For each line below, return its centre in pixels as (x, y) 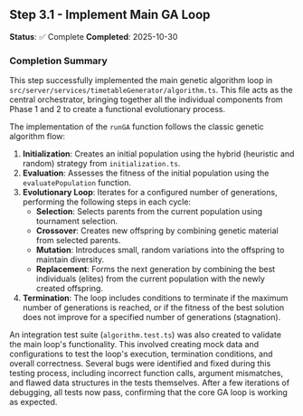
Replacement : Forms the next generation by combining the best (156, 269)
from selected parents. (78, 241)
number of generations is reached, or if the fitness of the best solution (153, 307)
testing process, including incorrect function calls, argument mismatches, (146, 373)
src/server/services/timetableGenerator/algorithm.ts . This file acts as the (151, 90)
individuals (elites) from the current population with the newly (150, 279)
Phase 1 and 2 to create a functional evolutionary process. (118, 109)
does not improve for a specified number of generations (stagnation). (151, 317)
